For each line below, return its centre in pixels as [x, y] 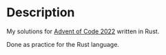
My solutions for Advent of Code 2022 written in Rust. [83, 31]
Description [41, 13]
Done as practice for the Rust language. [63, 44]
